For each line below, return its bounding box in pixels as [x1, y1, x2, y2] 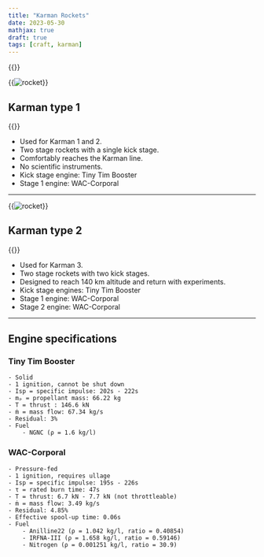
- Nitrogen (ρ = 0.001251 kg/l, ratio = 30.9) [22, 540, 178, 548]
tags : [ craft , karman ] [8, 41, 82, 49]
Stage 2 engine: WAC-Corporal [19, 302, 120, 311]
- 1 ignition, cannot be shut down [8, 381, 125, 388]
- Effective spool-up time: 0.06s [8, 513, 122, 521]
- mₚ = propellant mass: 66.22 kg [8, 395, 122, 403]
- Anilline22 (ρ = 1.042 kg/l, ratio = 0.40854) [22, 527, 185, 535]
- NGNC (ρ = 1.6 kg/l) [22, 429, 97, 437]
